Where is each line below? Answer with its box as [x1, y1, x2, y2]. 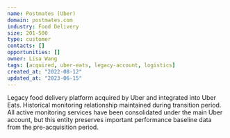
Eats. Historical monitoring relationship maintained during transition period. [7, 101, 222, 110]
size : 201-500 [7, 29, 49, 37]
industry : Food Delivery [7, 23, 79, 30]
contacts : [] [7, 42, 45, 49]
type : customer [7, 36, 51, 43]
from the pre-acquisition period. [7, 123, 99, 132]
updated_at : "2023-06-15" [7, 74, 82, 82]
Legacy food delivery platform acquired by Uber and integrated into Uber [7, 94, 217, 102]
